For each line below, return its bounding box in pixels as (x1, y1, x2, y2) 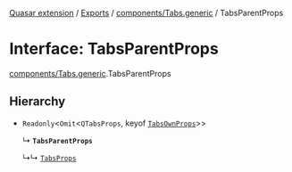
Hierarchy (9, 94, 66, 110)
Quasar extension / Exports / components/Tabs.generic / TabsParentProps (9, 8, 284, 18)
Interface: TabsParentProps (9, 39, 219, 59)
